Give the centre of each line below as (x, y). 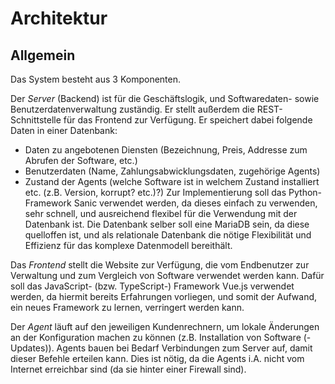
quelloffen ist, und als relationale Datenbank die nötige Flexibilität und (168, 235)
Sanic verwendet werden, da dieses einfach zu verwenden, (195, 203)
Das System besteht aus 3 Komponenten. (96, 79)
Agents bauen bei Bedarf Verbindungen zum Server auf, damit (184, 348)
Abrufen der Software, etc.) (81, 160)
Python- (305, 192)
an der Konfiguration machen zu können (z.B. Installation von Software (156, 337)
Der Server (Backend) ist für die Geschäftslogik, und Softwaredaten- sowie (165, 98)
